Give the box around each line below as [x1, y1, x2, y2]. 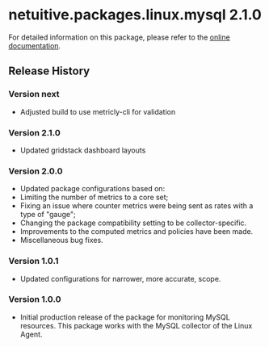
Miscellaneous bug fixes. [19, 236, 103, 245]
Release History [8, 65, 90, 78]
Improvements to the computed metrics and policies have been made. [19, 227, 254, 236]
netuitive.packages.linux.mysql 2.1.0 [8, 6, 263, 24]
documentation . [8, 40, 61, 50]
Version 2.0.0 [8, 165, 63, 177]
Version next [8, 89, 60, 100]
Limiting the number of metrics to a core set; [19, 192, 169, 203]
